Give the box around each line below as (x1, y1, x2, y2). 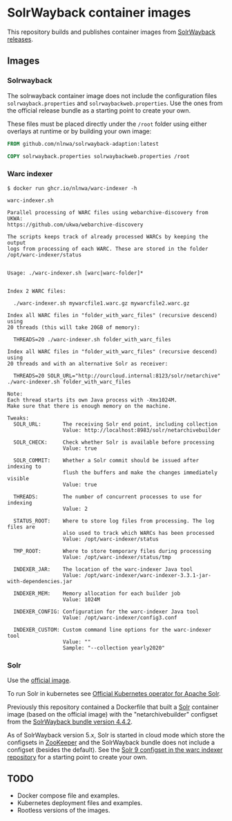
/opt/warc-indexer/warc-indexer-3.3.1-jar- (84, 572, 212, 578)
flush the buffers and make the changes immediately (62, 469, 217, 476)
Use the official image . (7, 676, 71, 684)
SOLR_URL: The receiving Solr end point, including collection (13, 420, 217, 428)
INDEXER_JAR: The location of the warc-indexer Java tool (13, 565, 193, 573)
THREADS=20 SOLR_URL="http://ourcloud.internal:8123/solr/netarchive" (13, 372, 221, 379)
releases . (7, 35, 33, 43)
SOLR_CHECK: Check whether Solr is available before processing (13, 439, 215, 446)
